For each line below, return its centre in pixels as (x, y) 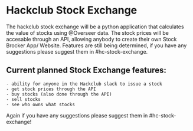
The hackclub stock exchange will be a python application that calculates (95, 27)
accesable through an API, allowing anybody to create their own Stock (91, 39)
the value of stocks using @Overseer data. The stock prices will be (88, 32)
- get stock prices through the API (51, 89)
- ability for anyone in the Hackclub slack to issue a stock (84, 84)
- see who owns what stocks (41, 104)
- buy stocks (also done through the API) (59, 94)
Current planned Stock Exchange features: (86, 71)
